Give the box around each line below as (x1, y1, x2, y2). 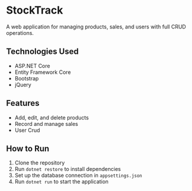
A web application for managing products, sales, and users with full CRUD (6, 23, 186, 30)
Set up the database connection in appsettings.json (14, 172, 143, 179)
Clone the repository (14, 159, 65, 166)
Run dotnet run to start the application (14, 178, 109, 185)
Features (6, 98, 40, 108)
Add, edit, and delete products (14, 114, 89, 121)
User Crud (14, 127, 40, 134)
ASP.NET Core (14, 62, 50, 69)
